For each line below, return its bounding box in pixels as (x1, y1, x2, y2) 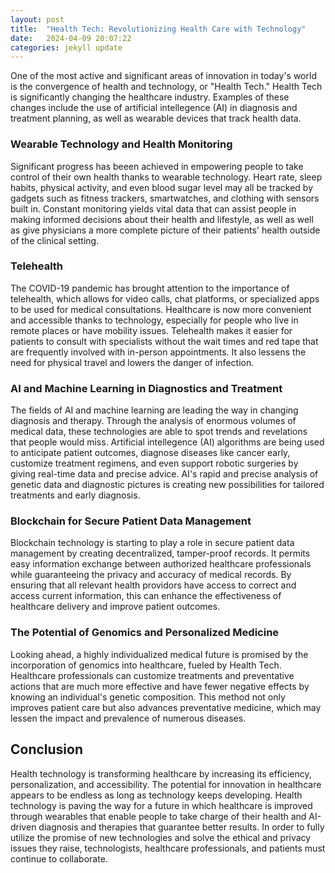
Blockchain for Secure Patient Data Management (10, 514, 252, 528)
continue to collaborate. (10, 852, 108, 865)
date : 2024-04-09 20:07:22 (10, 33, 132, 43)
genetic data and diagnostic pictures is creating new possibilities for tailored (10, 479, 325, 491)
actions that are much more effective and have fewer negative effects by (10, 680, 310, 692)
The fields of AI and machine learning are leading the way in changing (10, 404, 299, 416)
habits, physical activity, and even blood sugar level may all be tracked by (10, 181, 314, 193)
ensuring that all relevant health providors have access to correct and (10, 579, 297, 591)
